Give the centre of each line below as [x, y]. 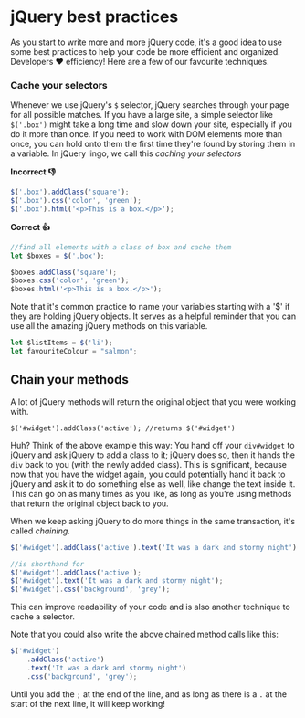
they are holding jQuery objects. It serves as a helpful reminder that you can [153, 316]
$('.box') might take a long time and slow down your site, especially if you [152, 124]
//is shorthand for [47, 564]
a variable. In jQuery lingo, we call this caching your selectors [126, 153]
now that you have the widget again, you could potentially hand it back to [148, 474]
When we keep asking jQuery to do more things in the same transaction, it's [153, 521]
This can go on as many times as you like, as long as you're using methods [151, 493]
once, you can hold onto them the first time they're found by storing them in [153, 144]
